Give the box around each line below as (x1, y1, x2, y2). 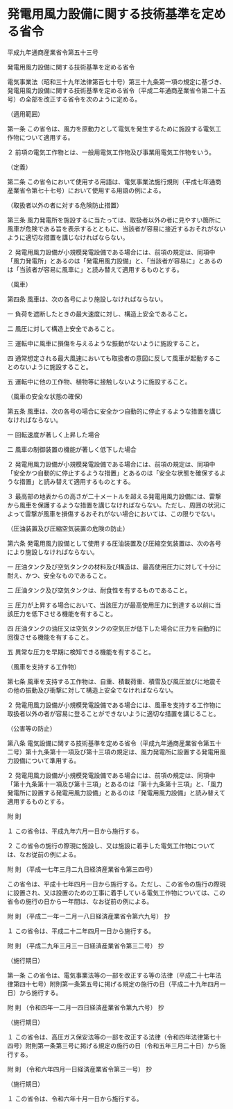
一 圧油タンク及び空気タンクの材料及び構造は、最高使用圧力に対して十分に (7, 562, 222, 571)
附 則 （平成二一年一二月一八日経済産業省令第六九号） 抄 (7, 912, 171, 920)
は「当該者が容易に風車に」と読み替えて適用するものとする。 (7, 265, 183, 273)
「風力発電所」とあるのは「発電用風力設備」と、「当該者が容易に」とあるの (7, 257, 223, 265)
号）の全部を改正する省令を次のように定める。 (7, 95, 141, 103)
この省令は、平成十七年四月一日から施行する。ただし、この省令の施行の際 (7, 880, 220, 888)
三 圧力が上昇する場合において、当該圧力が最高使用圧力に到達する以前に (7, 601, 215, 609)
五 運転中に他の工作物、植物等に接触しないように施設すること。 (7, 377, 191, 386)
